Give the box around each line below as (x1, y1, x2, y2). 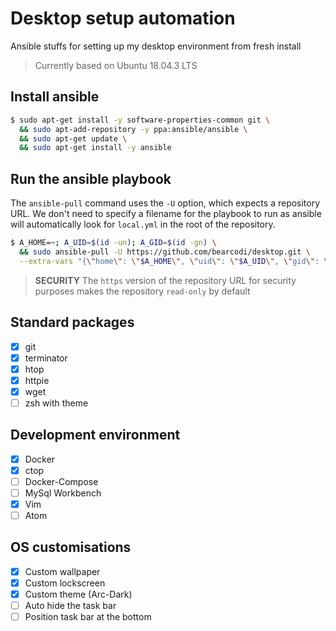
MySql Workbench (24, 487, 102, 499)
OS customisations (10, 539, 132, 556)
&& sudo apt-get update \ (19, 133, 128, 144)
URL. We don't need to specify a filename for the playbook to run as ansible (10, 208, 322, 220)
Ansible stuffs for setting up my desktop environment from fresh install (10, 40, 302, 52)
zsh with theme (24, 397, 89, 409)
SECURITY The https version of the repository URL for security (34, 274, 297, 286)
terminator (24, 352, 68, 364)
